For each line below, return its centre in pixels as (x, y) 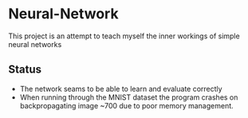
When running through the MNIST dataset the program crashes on (129, 97)
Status (25, 70)
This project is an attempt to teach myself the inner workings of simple (124, 36)
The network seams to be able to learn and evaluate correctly (121, 88)
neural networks (35, 44)
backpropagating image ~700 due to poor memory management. (126, 105)
